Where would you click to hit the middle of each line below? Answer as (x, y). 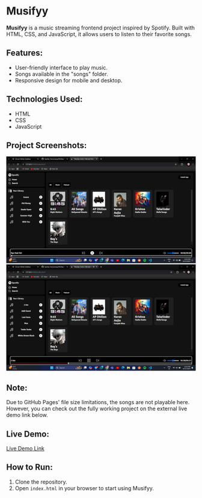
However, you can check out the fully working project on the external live (97, 409)
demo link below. (27, 415)
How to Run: (29, 467)
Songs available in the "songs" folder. (61, 74)
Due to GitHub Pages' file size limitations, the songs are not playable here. (98, 402)
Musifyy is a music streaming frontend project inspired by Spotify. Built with (101, 28)
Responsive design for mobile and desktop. (69, 80)
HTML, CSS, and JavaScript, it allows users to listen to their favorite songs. (99, 34)
